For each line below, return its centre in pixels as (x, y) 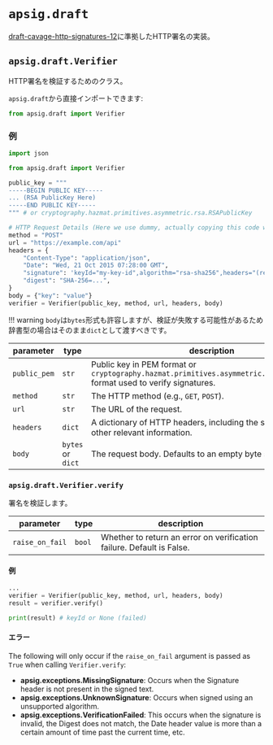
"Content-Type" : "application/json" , (87, 258)
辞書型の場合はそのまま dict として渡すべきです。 (90, 330)
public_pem (33, 373)
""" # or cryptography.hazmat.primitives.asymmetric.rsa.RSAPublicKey (130, 213)
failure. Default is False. (145, 547)
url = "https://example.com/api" (65, 242)
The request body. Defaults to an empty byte (176, 454)
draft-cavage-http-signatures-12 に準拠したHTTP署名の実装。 (112, 36)
